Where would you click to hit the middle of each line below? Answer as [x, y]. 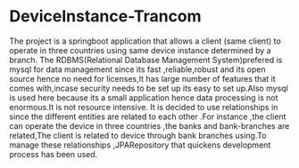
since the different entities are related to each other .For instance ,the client [148, 116]
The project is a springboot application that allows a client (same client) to [145, 41]
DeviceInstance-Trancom [106, 16]
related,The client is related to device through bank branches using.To [138, 135]
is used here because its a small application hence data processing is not [144, 97]
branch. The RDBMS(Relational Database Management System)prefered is [146, 60]
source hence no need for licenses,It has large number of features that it [142, 78]
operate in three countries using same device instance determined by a [140, 50]
